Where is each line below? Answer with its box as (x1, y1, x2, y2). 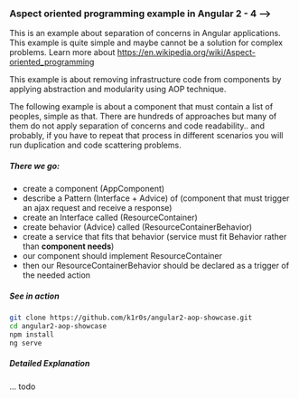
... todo (9, 381, 36, 392)
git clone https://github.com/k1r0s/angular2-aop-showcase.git (9, 313, 253, 323)
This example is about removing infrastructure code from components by (9, 74, 282, 85)
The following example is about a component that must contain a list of (9, 101, 274, 112)
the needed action (22, 270, 91, 280)
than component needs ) (22, 241, 115, 252)
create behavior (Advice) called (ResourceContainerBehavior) (22, 222, 253, 233)
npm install (9, 329, 54, 339)
